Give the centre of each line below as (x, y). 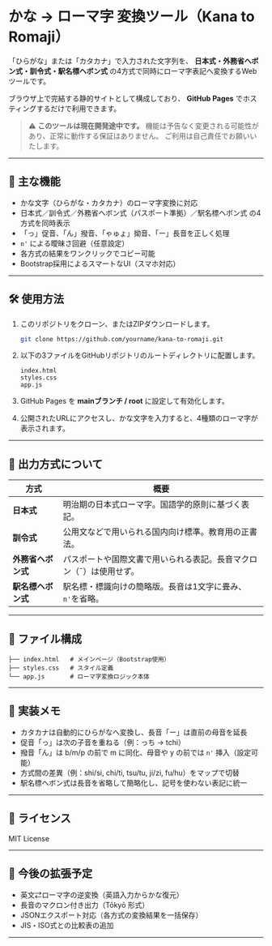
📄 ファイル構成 (45, 638)
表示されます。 (45, 428)
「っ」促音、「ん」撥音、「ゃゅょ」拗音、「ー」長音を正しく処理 (125, 233)
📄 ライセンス (40, 818)
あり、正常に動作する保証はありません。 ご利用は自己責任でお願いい (142, 135)
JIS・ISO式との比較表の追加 (67, 925)
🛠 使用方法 (36, 300)
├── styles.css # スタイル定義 (61, 668)
